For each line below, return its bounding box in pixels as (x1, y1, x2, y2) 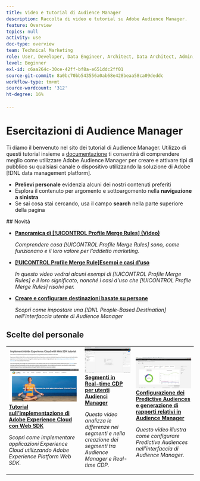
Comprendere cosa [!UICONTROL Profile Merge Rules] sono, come (14, 240, 180, 248)
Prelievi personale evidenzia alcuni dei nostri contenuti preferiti (14, 181, 171, 188)
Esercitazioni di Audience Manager (6, 124, 183, 138)
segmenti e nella (85, 430, 126, 437)
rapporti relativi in (136, 408, 182, 415)
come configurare (136, 432, 180, 439)
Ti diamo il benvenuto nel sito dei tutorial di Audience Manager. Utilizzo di (6, 144, 186, 151)
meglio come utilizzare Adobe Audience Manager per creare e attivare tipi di (6, 156, 193, 164)
